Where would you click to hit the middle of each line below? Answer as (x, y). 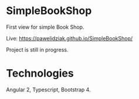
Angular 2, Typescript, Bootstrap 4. (48, 90)
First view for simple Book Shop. (45, 27)
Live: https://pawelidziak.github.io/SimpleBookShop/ (69, 38)
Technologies (40, 74)
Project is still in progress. (37, 49)
